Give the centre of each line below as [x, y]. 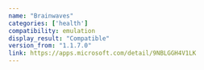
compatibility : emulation [52, 31]
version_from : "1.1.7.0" [50, 46]
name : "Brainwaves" [41, 16]
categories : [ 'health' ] [48, 23]
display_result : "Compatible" [59, 38]
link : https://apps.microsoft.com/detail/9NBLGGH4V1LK [102, 53]
